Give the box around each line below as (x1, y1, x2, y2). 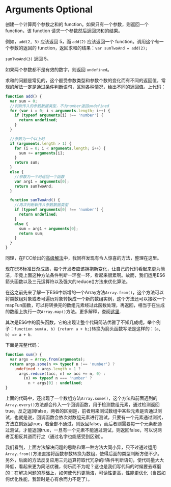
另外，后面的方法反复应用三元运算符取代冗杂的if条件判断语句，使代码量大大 (5, 457, 164, 463)
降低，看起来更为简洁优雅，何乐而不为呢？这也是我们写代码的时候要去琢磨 (5, 464, 161, 470)
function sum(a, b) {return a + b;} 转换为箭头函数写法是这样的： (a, (14, 326, 161, 332)
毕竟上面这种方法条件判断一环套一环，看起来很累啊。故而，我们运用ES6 (14, 272, 165, 278)
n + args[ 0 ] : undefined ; (27, 380, 83, 386)
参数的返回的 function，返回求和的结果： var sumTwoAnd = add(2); (9, 44, 148, 51)
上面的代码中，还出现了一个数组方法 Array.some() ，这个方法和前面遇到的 (5, 395, 158, 401)
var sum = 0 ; (10, 98, 38, 104)
